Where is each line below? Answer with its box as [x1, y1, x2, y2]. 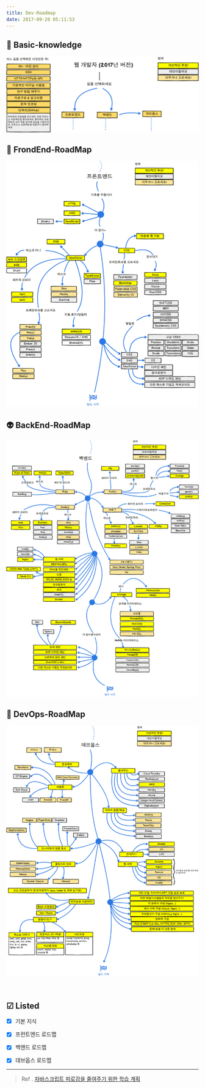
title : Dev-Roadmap [6, 10, 56, 16]
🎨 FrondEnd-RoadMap [6, 144, 92, 155]
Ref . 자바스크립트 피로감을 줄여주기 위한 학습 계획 [21, 1075, 141, 1082]
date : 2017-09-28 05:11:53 [6, 16, 75, 23]
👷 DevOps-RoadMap [6, 709, 85, 719]
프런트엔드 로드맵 [15, 1031, 57, 1038]
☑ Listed [6, 1001, 40, 1011]
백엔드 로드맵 [15, 1043, 47, 1051]
